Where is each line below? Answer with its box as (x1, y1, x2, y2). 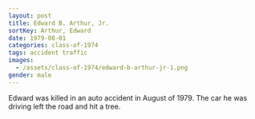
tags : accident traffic (8, 49, 88, 57)
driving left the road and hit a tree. (8, 101, 121, 111)
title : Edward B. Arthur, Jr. (8, 19, 110, 27)
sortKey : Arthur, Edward (8, 26, 91, 34)
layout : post (8, 11, 52, 20)
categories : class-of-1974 (8, 42, 99, 50)
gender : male (8, 71, 52, 79)
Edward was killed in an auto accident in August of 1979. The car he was (8, 93, 248, 102)
